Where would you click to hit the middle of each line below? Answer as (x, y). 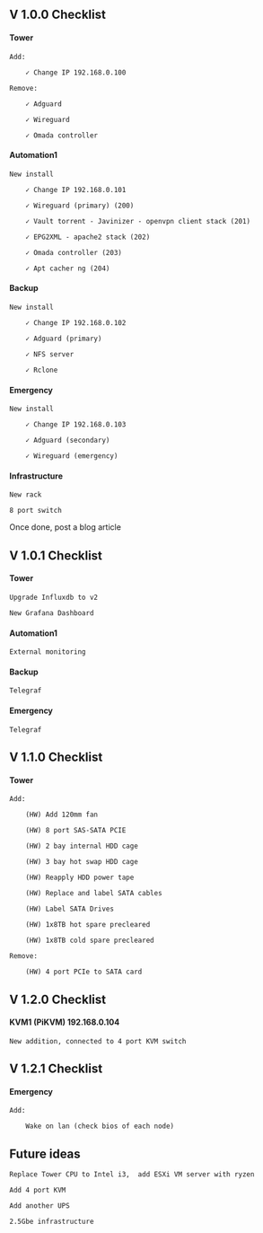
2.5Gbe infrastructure (52, 1222)
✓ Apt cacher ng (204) (68, 269)
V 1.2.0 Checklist (57, 999)
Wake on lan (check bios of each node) (100, 1126)
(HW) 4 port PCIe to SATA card (84, 972)
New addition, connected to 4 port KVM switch (98, 1041)
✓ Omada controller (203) (74, 252)
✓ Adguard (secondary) (68, 440)
